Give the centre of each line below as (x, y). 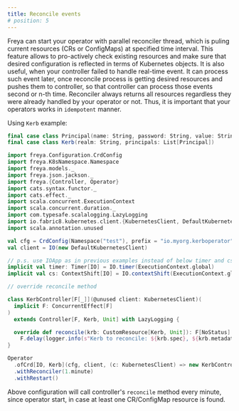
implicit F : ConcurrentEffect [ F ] (63, 306)
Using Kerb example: (37, 123)
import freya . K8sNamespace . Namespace (63, 162)
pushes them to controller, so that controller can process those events (110, 86)
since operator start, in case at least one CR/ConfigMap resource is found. (116, 399)
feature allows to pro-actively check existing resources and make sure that (117, 56)
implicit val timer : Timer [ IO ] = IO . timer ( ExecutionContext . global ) (111, 267)
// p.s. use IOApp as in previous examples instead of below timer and (116, 261)
